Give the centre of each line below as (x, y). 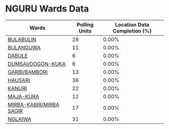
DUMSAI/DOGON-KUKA (37, 64)
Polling (85, 25)
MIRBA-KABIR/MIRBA (33, 104)
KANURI (17, 88)
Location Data (132, 25)
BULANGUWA (24, 47)
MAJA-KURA (23, 96)
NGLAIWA (20, 119)
